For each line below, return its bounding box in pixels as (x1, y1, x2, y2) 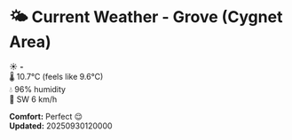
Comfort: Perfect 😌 (9, 111, 83, 121)
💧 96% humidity (9, 83, 67, 94)
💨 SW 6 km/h (9, 94, 58, 105)
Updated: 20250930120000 (9, 121, 113, 131)
